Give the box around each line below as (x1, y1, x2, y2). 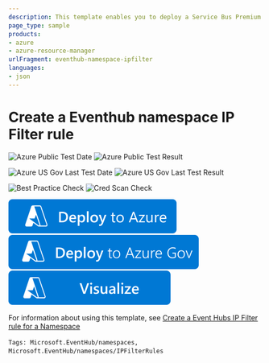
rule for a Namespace (8, 321, 81, 331)
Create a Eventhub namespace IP (8, 108, 235, 126)
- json (8, 72, 31, 80)
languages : (8, 64, 45, 72)
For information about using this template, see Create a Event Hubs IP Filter (8, 312, 259, 322)
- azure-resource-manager (8, 47, 95, 56)
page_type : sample (8, 21, 70, 30)
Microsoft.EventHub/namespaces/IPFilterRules (8, 347, 163, 355)
